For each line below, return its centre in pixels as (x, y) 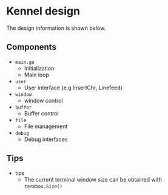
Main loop (37, 75)
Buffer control (41, 113)
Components (31, 47)
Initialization (39, 68)
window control (43, 100)
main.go (25, 62)
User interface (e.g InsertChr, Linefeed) (73, 87)
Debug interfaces (46, 139)
